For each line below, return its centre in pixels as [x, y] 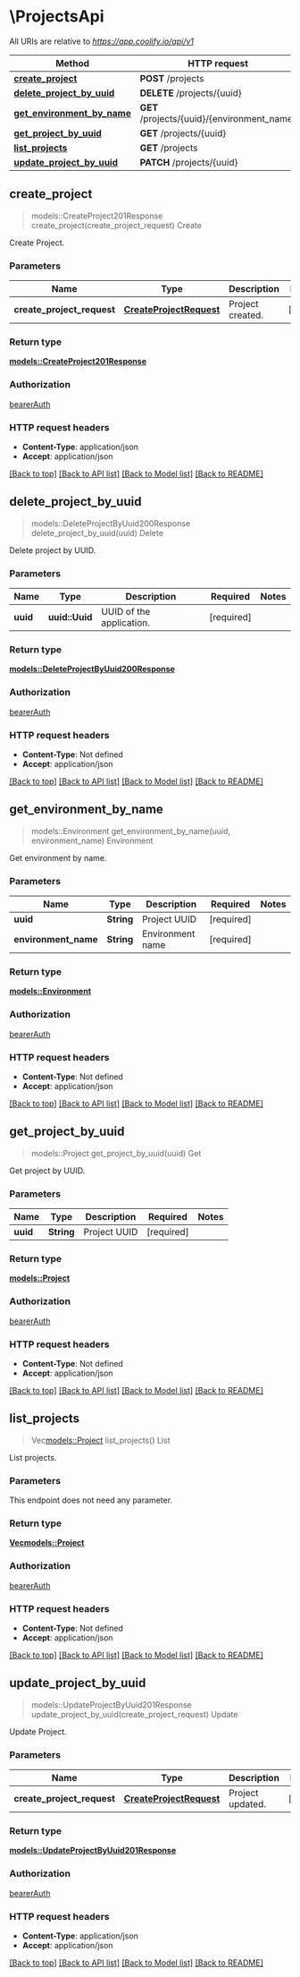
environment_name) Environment [92, 840]
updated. [247, 1804]
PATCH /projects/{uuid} [189, 162]
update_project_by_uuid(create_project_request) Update [134, 1714]
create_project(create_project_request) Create [117, 225]
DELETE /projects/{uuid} [191, 93]
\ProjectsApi [57, 17]
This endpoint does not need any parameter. [91, 1500]
